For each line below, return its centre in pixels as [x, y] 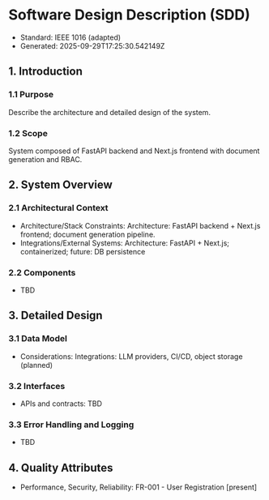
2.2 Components [42, 272]
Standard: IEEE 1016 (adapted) [70, 37]
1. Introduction [45, 72]
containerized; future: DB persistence [83, 251]
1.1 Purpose [31, 95]
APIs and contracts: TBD [61, 404]
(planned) [36, 365]
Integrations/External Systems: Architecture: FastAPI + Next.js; [124, 243]
